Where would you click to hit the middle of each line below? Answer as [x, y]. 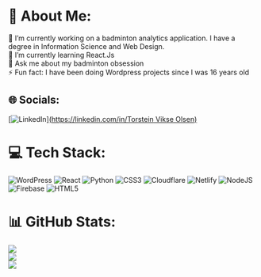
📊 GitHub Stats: [62, 222]
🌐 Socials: [34, 100]
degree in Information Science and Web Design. [86, 46]
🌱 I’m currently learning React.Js [61, 55]
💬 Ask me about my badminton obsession [76, 63]
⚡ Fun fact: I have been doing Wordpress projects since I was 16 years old [129, 72]
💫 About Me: [50, 16]
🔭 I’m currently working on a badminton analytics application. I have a [122, 38]
